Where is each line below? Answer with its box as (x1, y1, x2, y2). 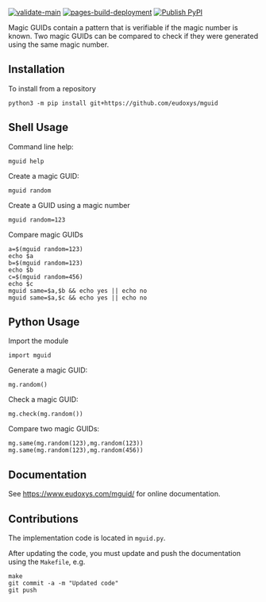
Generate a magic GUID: (8, 365, 88, 375)
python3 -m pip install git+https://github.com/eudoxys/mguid (8, 99, 218, 107)
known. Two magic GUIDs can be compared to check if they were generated (8, 32, 259, 41)
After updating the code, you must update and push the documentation (8, 549, 241, 558)
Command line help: (8, 141, 74, 151)
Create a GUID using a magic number (8, 200, 130, 210)
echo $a (8, 252, 34, 260)
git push (8, 586, 37, 595)
